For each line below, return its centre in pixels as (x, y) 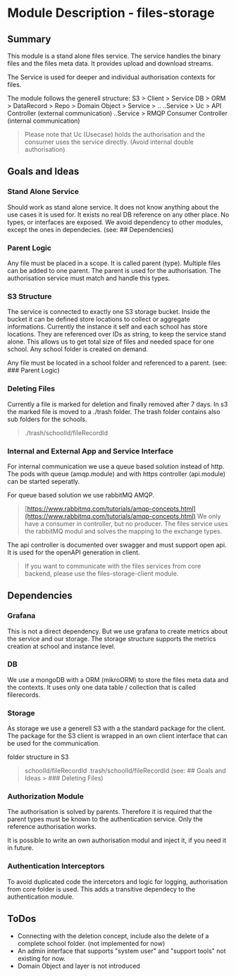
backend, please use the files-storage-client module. (101, 574)
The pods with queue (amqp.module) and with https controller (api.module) (117, 473)
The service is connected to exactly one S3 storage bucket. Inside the (109, 312)
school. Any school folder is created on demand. (77, 349)
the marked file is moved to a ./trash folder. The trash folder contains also (114, 411)
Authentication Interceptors (56, 866)
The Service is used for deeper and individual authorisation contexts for (112, 77)
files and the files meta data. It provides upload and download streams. (110, 63)
